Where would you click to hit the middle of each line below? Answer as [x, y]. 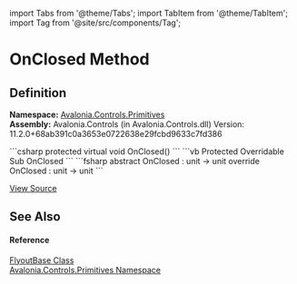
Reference [30, 240]
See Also [35, 217]
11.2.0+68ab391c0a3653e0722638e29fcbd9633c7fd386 [116, 134]
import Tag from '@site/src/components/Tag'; [95, 23]
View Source [33, 188]
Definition [38, 93]
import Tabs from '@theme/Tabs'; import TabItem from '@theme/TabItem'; [149, 13]
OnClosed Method [79, 59]
